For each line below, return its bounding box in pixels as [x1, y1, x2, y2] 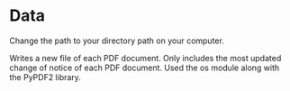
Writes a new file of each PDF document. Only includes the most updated [9, 52, 282, 63]
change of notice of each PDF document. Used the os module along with [9, 62, 280, 73]
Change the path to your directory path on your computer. [9, 35, 225, 46]
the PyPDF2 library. [9, 71, 81, 82]
